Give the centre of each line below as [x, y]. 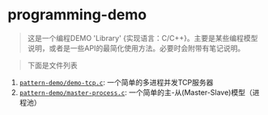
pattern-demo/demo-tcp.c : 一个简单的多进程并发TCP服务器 [116, 82]
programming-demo [77, 15]
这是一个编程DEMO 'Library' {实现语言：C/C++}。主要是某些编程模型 [143, 38]
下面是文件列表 [52, 65]
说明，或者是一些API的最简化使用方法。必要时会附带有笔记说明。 [136, 48]
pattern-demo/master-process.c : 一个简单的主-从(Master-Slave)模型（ [136, 92]
